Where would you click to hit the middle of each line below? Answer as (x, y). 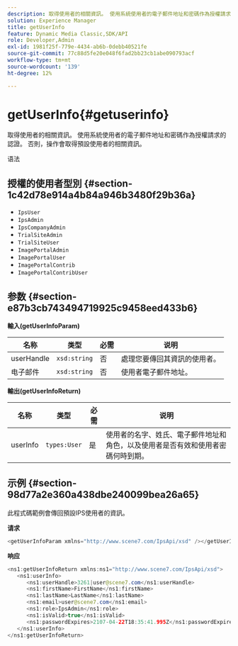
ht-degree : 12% (30, 73)
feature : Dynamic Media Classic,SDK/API (68, 34)
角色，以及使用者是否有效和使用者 (163, 445)
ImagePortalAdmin (43, 250)
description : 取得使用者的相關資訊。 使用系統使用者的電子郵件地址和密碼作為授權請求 (119, 14)
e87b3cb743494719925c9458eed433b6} (103, 308)
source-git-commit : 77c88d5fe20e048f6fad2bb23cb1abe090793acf (101, 54)
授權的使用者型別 (45, 183)
